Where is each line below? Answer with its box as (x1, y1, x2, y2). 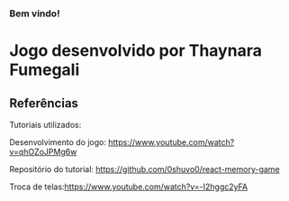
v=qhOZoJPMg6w (9, 146, 77, 157)
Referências (9, 96, 79, 111)
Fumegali (9, 59, 80, 80)
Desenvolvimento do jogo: (9, 136, 106, 147)
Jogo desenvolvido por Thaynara (9, 41, 263, 61)
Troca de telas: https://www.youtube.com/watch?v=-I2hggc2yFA (9, 181, 248, 192)
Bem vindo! (9, 7, 60, 20)
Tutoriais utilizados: (9, 119, 82, 130)
